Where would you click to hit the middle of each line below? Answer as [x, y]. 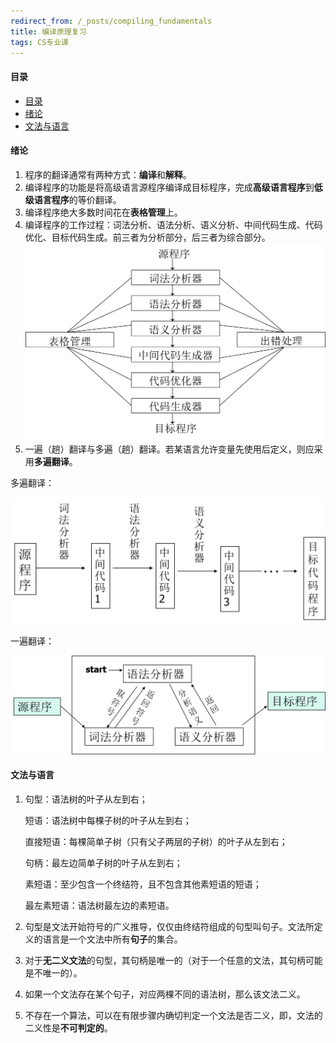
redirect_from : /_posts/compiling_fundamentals [111, 21]
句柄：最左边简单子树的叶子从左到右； [103, 862]
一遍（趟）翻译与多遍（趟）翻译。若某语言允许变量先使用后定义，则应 [169, 449]
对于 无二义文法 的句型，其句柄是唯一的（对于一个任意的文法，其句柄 [165, 960]
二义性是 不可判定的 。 [68, 1027]
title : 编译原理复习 [48, 31]
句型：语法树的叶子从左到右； [86, 799]
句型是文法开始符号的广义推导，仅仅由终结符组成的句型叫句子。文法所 [169, 926]
